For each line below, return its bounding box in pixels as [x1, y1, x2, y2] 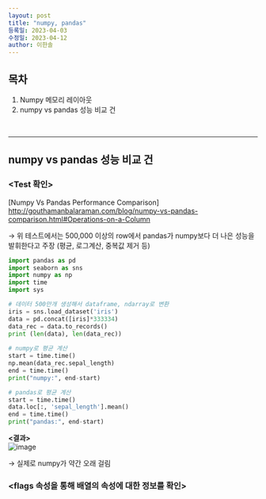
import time [8, 278, 47, 286]
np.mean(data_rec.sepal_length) [8, 359, 115, 367]
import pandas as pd [8, 256, 77, 264]
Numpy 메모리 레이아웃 [19, 94, 93, 104]
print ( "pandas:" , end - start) [8, 418, 104, 426]
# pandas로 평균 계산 [8, 388, 71, 397]
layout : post [8, 11, 51, 20]
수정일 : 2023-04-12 [8, 33, 67, 42]
